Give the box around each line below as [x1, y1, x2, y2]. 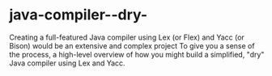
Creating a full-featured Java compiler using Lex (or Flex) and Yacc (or [9, 32, 245, 42]
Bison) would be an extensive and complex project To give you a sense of [9, 40, 255, 50]
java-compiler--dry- [9, 6, 148, 24]
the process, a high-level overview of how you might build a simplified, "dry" [9, 49, 265, 59]
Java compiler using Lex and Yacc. [9, 58, 125, 68]
